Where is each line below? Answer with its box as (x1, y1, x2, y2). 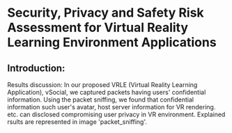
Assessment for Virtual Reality (7, 19, 189, 36)
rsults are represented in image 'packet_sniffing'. (7, 118, 148, 126)
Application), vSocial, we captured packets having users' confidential (7, 88, 206, 96)
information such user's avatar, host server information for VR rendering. (7, 103, 216, 111)
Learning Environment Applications (7, 35, 217, 50)
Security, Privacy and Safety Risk (7, 5, 204, 21)
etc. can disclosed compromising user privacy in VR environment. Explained (7, 110, 226, 118)
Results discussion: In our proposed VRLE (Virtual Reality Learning (7, 81, 198, 88)
